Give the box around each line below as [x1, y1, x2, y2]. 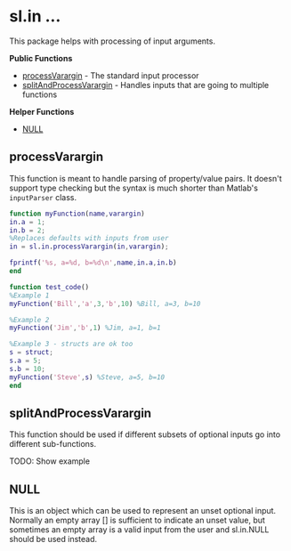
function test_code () [9, 282, 90, 291]
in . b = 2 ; [9, 225, 46, 235]
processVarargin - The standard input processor [21, 69, 199, 81]
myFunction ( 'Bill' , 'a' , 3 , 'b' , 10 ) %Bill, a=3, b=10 [9, 299, 201, 308]
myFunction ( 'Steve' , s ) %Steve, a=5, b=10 [9, 372, 166, 382]
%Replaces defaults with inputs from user [9, 234, 169, 243]
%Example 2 [9, 315, 50, 324]
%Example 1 [9, 291, 50, 300]
